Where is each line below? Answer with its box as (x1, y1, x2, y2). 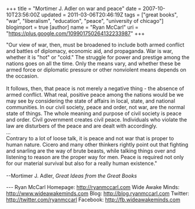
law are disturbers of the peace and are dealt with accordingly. (6, 123, 158, 129)
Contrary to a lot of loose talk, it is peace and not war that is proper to (6, 135, 175, 141)
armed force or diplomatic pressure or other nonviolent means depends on (6, 66, 186, 73)
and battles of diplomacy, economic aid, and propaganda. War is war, (6, 48, 173, 55)
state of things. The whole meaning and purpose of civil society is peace (6, 110, 182, 117)
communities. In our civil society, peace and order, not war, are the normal (6, 104, 186, 110)
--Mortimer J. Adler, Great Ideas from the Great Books (6, 173, 138, 179)
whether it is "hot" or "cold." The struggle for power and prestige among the (6, 54, 190, 60)
